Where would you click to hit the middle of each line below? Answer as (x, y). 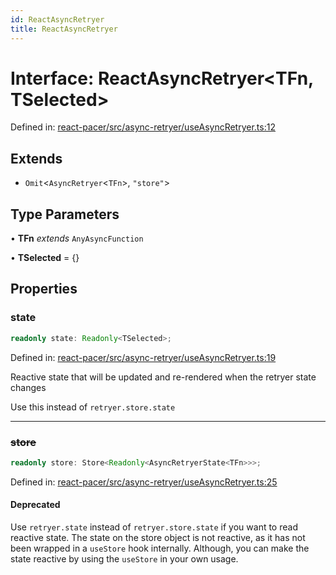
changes (28, 387)
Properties (44, 289)
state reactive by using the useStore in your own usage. (124, 559)
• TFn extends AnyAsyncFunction (77, 238)
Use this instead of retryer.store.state (93, 407)
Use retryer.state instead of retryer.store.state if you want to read (154, 527)
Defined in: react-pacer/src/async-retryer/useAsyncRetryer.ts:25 (144, 482)
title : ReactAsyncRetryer (64, 29)
